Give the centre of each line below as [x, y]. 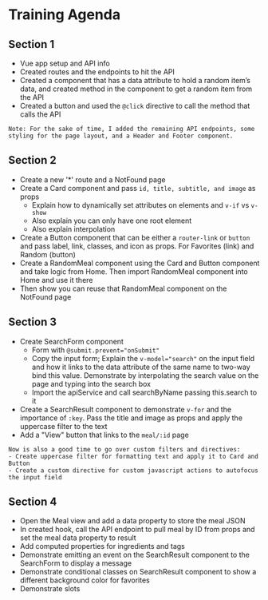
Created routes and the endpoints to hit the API [97, 72]
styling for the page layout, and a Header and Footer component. [121, 136]
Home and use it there [56, 280]
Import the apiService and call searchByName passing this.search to [144, 392]
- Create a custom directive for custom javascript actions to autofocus [134, 470]
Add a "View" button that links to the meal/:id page [104, 435]
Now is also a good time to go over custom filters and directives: [124, 449]
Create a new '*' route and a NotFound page [93, 179]
